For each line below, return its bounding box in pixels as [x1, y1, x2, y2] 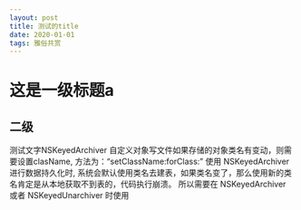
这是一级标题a [9, 81, 115, 100]
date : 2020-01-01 [9, 30, 75, 39]
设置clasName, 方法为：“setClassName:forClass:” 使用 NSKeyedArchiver [16, 156, 290, 167]
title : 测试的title [9, 22, 79, 31]
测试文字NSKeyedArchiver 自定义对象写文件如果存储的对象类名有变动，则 [9, 145, 284, 156]
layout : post [9, 13, 59, 23]
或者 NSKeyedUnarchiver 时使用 [9, 190, 130, 201]
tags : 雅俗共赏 [9, 38, 62, 48]
